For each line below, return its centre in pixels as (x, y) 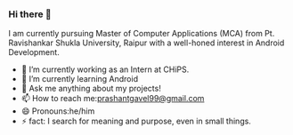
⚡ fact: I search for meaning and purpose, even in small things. (136, 121)
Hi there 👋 (30, 14)
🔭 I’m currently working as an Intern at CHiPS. (105, 69)
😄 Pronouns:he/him (58, 111)
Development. (34, 52)
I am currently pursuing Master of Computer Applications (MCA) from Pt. (142, 34)
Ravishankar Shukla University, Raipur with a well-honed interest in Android (146, 43)
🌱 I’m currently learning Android (80, 79)
